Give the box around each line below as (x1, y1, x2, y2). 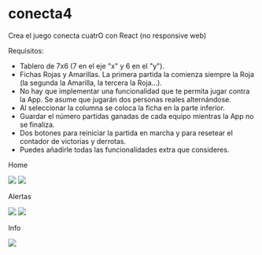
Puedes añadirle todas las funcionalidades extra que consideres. (19, 145, 230, 154)
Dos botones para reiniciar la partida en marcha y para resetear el (19, 128, 234, 138)
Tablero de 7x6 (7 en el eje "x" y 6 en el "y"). (19, 61, 165, 71)
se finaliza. (19, 120, 55, 129)
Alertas (8, 191, 31, 201)
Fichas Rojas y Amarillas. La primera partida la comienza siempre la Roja (19, 69, 254, 79)
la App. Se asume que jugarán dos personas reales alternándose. (19, 94, 232, 104)
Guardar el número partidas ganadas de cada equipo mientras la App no (19, 111, 254, 120)
